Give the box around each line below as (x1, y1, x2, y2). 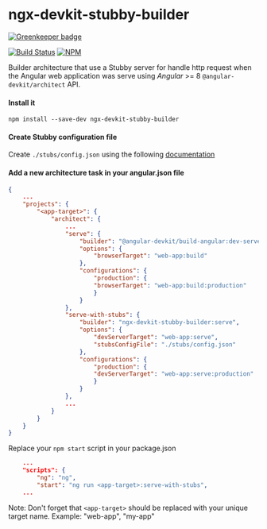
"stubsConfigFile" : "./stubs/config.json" (93, 340, 237, 349)
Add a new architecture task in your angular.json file (8, 168, 184, 177)
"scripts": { (22, 466, 66, 474)
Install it (8, 98, 36, 107)
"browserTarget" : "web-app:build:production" (93, 281, 247, 289)
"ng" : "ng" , (37, 474, 77, 482)
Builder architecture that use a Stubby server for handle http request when (8, 62, 252, 72)
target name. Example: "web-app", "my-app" (8, 511, 155, 521)
